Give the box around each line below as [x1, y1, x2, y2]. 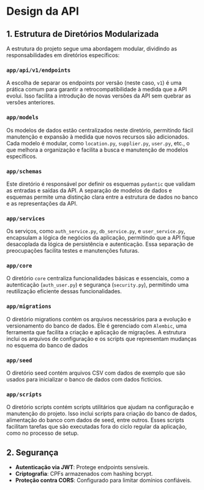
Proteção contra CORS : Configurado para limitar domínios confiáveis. [15, 477, 192, 484]
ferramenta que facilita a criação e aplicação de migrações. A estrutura [6, 328, 186, 335]
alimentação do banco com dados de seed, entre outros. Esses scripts [6, 416, 184, 424]
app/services [6, 215, 45, 222]
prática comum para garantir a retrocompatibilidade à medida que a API [6, 86, 187, 93]
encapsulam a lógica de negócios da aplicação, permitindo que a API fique [6, 234, 195, 242]
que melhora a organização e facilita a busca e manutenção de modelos [6, 146, 189, 153]
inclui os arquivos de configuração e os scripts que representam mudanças [6, 335, 197, 342]
